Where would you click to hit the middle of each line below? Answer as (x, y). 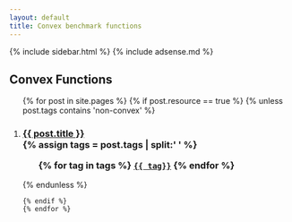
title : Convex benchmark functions (76, 26)
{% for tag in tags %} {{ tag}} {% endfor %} (137, 165)
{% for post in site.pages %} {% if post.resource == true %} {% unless (153, 101)
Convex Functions (61, 79)
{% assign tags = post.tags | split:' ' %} (110, 145)
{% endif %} (44, 201)
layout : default (39, 17)
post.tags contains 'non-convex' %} (89, 111)
